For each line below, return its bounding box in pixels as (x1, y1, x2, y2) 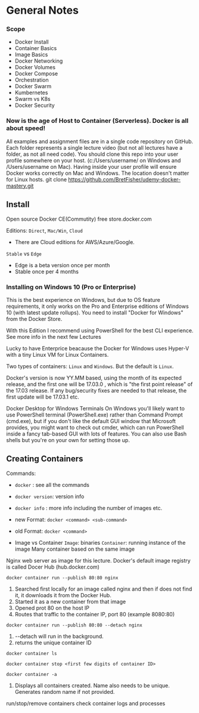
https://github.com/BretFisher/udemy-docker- (68, 175, 181, 183)
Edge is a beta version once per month (14, 261, 110, 268)
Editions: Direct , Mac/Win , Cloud (6, 227, 83, 234)
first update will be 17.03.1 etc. (6, 393, 79, 400)
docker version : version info (14, 493, 85, 500)
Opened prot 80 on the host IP (14, 604, 89, 612)
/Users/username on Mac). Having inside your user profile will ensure (6, 163, 177, 170)
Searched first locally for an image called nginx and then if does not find (14, 585, 192, 592)
